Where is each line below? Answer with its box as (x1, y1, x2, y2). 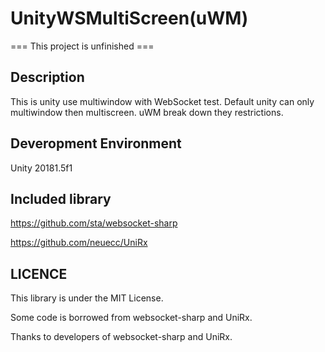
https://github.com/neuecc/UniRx (10, 237, 148, 249)
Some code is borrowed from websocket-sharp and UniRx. (10, 312, 253, 324)
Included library (10, 190, 112, 207)
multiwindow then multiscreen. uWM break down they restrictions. (10, 106, 284, 118)
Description (10, 69, 85, 86)
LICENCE (10, 265, 68, 282)
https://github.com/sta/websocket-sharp (10, 217, 178, 229)
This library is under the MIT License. (10, 292, 164, 304)
